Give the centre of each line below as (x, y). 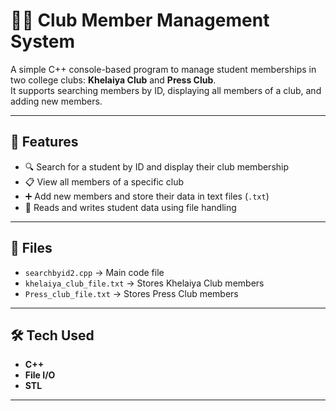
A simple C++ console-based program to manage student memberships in (163, 69)
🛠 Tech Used (52, 335)
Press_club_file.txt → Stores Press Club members (131, 293)
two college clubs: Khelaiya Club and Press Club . (113, 80)
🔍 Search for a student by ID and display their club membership (157, 166)
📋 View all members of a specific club (104, 181)
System (43, 41)
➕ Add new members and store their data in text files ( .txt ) (147, 196)
